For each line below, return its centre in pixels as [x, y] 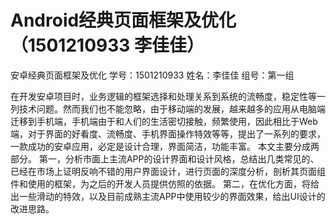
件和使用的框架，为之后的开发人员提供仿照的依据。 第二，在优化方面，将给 [165, 183]
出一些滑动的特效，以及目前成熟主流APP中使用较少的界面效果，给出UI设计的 [168, 196]
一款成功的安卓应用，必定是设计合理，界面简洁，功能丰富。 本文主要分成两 [165, 146]
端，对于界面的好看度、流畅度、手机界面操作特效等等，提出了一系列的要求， [168, 133]
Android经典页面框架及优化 [123, 20]
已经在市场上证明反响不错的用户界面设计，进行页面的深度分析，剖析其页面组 [168, 171]
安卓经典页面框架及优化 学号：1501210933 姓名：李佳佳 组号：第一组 [152, 75]
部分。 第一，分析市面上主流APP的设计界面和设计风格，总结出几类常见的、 [165, 158]
